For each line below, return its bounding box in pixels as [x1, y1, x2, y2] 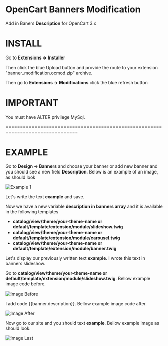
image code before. [5, 281, 46, 287]
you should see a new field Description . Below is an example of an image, [5, 168, 158, 175]
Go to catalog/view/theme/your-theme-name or [5, 270, 108, 276]
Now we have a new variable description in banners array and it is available [5, 203, 163, 209]
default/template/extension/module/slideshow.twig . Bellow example [5, 275, 151, 281]
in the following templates [5, 208, 59, 215]
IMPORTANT [5, 97, 59, 109]
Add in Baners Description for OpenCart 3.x [5, 20, 96, 26]
